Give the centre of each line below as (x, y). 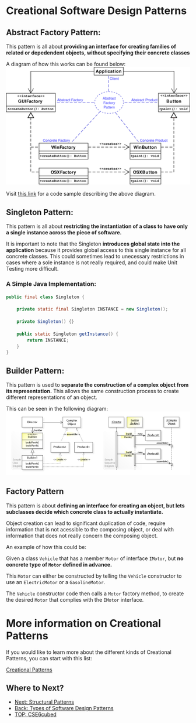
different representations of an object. (52, 397)
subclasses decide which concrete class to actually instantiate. (85, 511)
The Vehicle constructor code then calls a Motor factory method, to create (95, 594)
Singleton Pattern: (40, 212)
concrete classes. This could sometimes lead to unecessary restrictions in (95, 257)
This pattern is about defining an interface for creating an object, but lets (95, 506)
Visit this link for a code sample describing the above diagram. (81, 194)
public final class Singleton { (45, 297)
